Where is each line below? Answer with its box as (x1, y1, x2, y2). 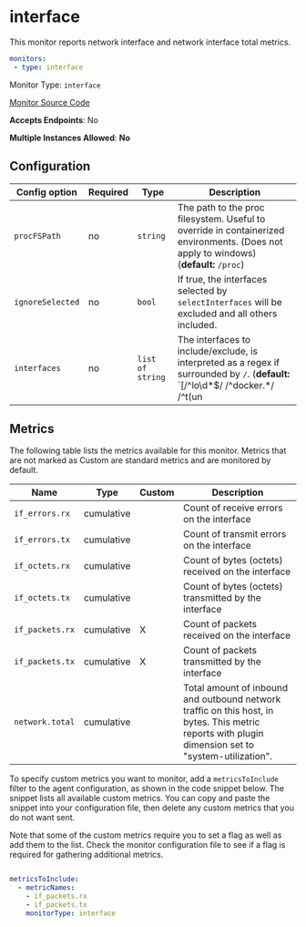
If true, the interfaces (177, 273, 268, 285)
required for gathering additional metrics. (9, 850, 164, 860)
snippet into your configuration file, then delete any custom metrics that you (9, 802, 294, 813)
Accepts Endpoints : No (9, 114, 98, 125)
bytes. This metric (183, 716, 260, 728)
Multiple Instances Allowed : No (9, 132, 130, 143)
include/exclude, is (177, 345, 258, 357)
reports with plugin (183, 727, 264, 740)
